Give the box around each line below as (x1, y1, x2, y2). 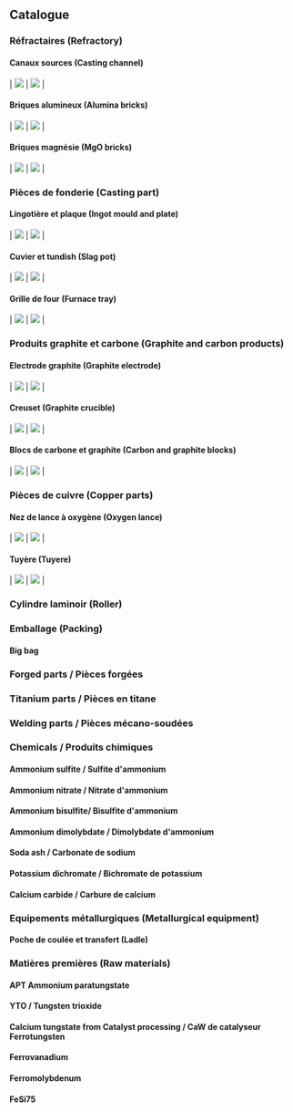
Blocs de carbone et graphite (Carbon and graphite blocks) (9, 444, 237, 455)
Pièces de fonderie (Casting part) (9, 186, 160, 199)
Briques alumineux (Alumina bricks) (9, 99, 148, 110)
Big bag (9, 645, 39, 656)
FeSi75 (9, 1094, 36, 1105)
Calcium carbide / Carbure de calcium (9, 889, 157, 899)
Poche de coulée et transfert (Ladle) (9, 934, 148, 945)
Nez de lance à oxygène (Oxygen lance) (9, 511, 163, 523)
